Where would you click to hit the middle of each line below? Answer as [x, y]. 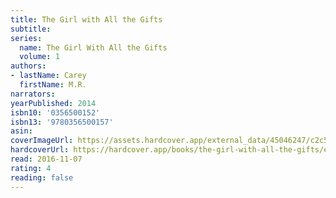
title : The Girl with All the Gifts [86, 19]
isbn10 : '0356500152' [55, 112]
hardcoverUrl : [40, 150]
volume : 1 [39, 57]
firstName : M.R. [53, 85]
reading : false [42, 177]
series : [26, 38]
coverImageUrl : [42, 141]
